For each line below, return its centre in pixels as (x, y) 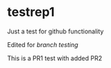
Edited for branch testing (43, 44)
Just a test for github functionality (55, 31)
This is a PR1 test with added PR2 (55, 58)
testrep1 (31, 12)
